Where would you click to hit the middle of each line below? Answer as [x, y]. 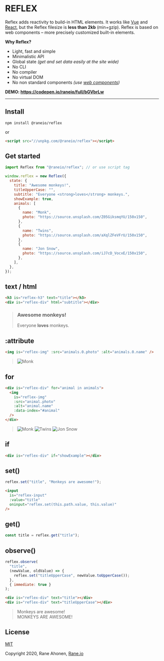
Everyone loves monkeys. [43, 325]
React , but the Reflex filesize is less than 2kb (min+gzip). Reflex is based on [82, 27]
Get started [23, 156]
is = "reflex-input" [28, 496]
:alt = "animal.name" [34, 406]
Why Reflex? [18, 41]
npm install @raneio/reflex [34, 123]
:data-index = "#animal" [37, 411]
